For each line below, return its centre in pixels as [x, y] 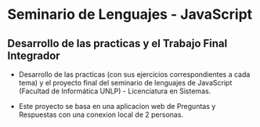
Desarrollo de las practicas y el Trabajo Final [117, 44]
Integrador [34, 55]
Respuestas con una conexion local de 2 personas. [101, 114]
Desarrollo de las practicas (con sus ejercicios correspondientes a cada [134, 74]
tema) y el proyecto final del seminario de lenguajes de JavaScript [125, 83]
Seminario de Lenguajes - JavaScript [130, 15]
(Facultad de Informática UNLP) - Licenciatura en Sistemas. [115, 91]
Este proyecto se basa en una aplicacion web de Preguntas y [117, 106]
